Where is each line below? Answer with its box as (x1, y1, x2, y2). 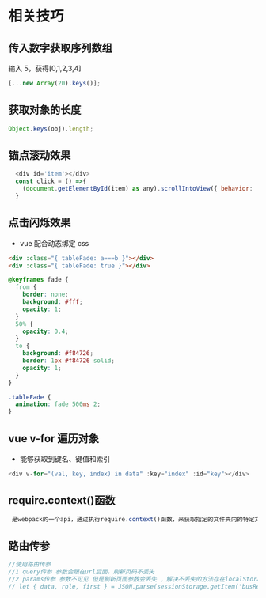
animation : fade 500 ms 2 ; (15, 400, 101, 408)
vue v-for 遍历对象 (8, 432, 100, 445)
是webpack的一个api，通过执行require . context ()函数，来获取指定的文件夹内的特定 (11, 515, 255, 523)
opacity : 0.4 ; (22, 327, 69, 335)
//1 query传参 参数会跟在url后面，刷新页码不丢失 (8, 568, 155, 576)
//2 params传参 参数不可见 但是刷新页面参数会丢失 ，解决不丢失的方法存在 (8, 575, 226, 584)
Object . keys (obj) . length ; (8, 124, 93, 133)
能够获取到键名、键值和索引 (19, 454, 111, 464)
